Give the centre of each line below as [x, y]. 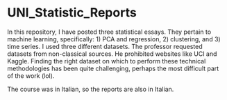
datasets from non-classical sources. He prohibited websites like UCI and [112, 54]
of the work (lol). [31, 76]
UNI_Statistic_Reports [72, 13]
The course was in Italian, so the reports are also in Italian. [91, 89]
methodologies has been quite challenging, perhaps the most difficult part [113, 68]
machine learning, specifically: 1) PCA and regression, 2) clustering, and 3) [114, 39]
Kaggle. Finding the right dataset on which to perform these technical [107, 61]
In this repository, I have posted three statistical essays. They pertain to [109, 32]
